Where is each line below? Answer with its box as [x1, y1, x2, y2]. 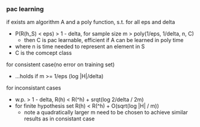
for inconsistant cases [6, 84, 61, 91]
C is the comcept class [14, 49, 72, 57]
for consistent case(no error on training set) [6, 61, 115, 68]
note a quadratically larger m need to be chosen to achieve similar [23, 109, 188, 116]
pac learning [6, 5, 44, 13]
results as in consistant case [23, 115, 95, 122]
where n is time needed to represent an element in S [14, 43, 145, 50]
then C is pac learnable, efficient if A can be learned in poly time [23, 37, 184, 44]
